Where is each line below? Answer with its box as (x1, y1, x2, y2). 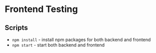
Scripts (5, 23, 28, 32)
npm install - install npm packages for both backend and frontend (12, 36, 151, 42)
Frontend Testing (5, 3, 78, 15)
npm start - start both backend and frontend (12, 42, 105, 48)
